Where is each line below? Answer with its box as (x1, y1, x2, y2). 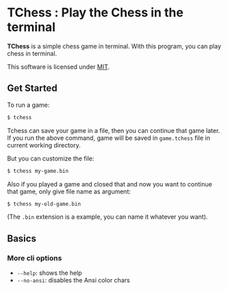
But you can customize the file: (7, 154, 94, 162)
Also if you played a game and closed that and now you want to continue (7, 180, 212, 188)
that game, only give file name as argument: (7, 187, 131, 195)
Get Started (7, 82, 58, 94)
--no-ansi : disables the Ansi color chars (16, 276, 130, 285)
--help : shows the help (16, 269, 82, 277)
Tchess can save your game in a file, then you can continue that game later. (7, 126, 220, 134)
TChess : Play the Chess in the (7, 5, 183, 21)
